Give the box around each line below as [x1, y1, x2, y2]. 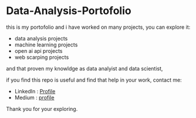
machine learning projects [14, 41, 78, 48]
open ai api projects [14, 47, 63, 54]
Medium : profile [14, 94, 55, 101]
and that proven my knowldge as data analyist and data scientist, [6, 65, 163, 72]
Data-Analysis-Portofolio [6, 4, 131, 18]
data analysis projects [14, 35, 68, 42]
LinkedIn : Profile [14, 87, 56, 95]
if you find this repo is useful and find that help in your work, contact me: [6, 76, 182, 83]
